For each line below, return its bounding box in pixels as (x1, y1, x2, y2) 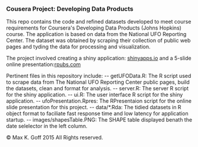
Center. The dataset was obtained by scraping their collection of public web (6, 37, 191, 44)
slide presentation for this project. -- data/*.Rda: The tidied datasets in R (6, 104, 181, 111)
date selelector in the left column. (6, 123, 87, 130)
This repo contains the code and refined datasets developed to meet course (6, 18, 191, 25)
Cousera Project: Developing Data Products (6, 5, 134, 13)
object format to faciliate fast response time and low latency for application (6, 110, 189, 117)
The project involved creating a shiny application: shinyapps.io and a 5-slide (6, 55, 191, 62)
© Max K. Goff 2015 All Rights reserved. (6, 134, 103, 141)
